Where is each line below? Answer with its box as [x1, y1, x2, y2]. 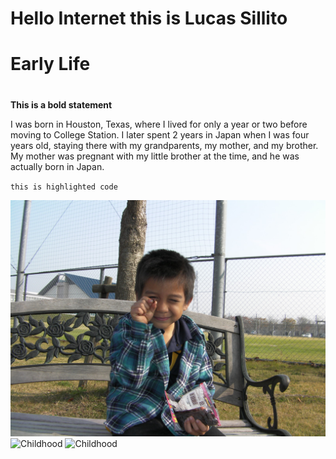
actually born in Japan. [10, 160, 105, 172]
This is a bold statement [10, 98, 113, 111]
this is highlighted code [10, 182, 118, 192]
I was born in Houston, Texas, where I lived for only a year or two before [10, 118, 308, 130]
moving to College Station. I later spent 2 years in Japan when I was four [10, 128, 310, 141]
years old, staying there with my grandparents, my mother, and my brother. [10, 139, 319, 151]
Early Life [10, 53, 91, 76]
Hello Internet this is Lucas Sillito [10, 7, 288, 30]
